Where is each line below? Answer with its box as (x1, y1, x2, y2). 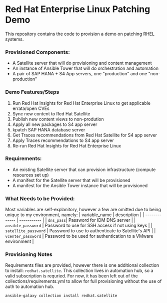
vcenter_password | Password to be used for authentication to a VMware (5, 233, 153, 239)
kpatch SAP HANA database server (12, 126, 85, 132)
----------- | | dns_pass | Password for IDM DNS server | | (19, 217, 136, 223)
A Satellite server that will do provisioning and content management (12, 60, 152, 66)
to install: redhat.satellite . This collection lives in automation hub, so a (5, 267, 153, 274)
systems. (5, 36, 24, 42)
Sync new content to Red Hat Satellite (12, 110, 90, 116)
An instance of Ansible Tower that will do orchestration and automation (12, 65, 159, 71)
